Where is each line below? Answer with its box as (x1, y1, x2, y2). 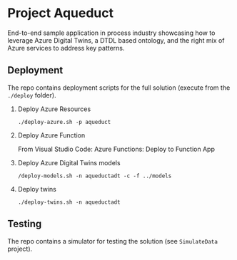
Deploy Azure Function (17, 130, 86, 140)
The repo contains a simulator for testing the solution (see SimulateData (7, 236, 218, 245)
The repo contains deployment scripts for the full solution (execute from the (7, 83, 231, 92)
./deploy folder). (7, 90, 56, 99)
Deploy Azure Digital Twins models (17, 158, 121, 167)
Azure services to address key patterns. (7, 43, 125, 52)
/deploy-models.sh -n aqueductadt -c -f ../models (17, 172, 172, 180)
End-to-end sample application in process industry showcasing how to (7, 28, 216, 37)
